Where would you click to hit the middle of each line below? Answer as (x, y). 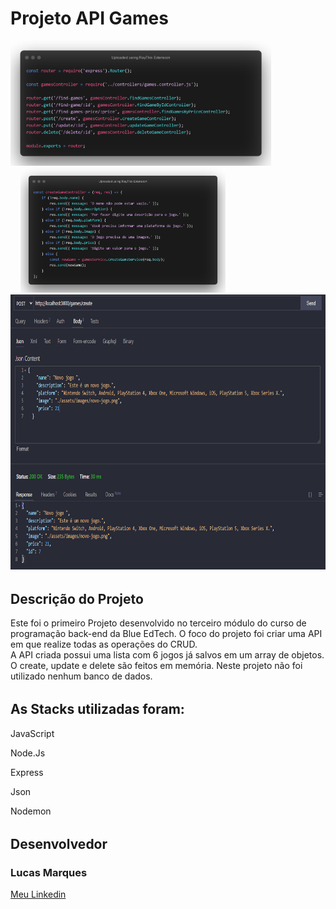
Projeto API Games (89, 18)
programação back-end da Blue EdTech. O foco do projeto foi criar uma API (166, 634)
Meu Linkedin (38, 894)
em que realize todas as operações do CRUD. (104, 644)
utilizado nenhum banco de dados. (81, 676)
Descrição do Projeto (77, 598)
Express (27, 772)
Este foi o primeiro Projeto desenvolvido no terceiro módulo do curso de (158, 623)
